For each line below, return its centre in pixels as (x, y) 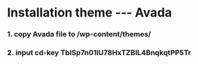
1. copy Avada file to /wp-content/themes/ (79, 34)
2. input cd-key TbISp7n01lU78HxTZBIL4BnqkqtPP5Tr (99, 53)
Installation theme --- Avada (90, 13)
